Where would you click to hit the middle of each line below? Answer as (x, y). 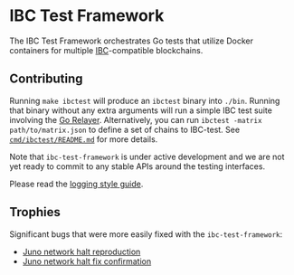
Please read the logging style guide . (76, 184)
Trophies (35, 212)
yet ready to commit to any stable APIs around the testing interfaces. (137, 166)
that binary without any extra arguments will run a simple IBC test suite (141, 110)
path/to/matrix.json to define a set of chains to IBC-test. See (125, 129)
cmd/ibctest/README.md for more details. (84, 139)
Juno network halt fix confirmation (87, 261)
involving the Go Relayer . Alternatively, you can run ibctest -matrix (136, 119)
